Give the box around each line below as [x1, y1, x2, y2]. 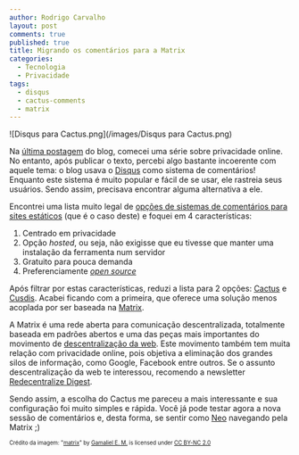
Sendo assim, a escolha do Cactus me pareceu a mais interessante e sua [9, 393, 278, 404]
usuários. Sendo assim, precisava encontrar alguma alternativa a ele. [9, 184, 263, 194]
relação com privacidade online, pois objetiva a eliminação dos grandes [9, 348, 273, 359]
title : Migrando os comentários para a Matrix [9, 46, 186, 55]
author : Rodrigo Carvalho [9, 12, 105, 22]
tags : [9, 79, 29, 88]
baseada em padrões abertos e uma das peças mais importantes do [9, 329, 261, 340]
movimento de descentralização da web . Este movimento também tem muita [9, 338, 291, 349]
